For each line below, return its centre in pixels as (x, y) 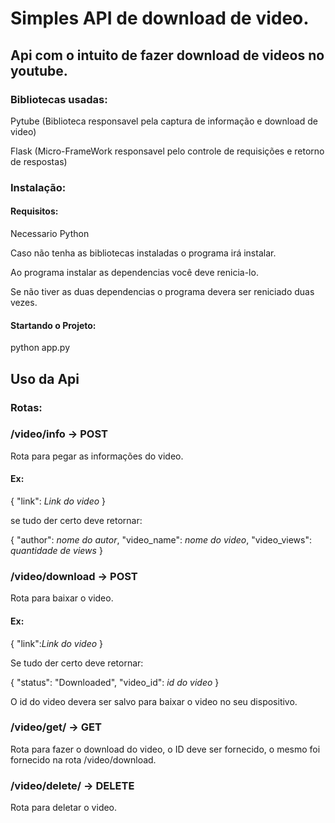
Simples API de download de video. (160, 18)
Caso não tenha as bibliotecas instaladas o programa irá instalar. (143, 253)
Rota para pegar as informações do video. (97, 456)
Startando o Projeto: (53, 325)
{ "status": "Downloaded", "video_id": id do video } (115, 682)
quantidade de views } (56, 551)
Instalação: (38, 187)
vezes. (24, 302)
